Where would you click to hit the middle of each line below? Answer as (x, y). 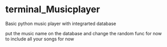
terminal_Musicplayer (53, 9)
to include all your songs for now (40, 39)
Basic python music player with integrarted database (61, 24)
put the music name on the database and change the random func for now (83, 33)
